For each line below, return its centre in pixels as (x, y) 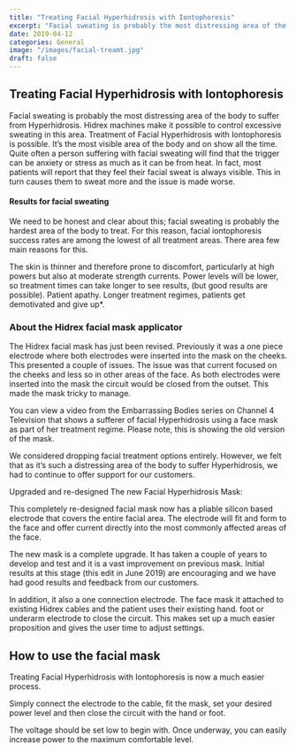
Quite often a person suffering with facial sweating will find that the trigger (144, 153)
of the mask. (32, 439)
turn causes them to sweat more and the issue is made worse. (122, 181)
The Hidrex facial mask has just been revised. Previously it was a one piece (146, 347)
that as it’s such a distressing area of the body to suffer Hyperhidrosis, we (144, 465)
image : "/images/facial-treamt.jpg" (76, 50)
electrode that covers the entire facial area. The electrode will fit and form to (148, 518)
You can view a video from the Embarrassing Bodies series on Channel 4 (142, 411)
